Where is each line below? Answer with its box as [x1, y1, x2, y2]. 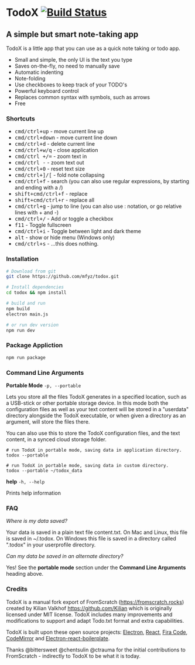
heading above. [6, 570, 44, 577]
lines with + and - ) [14, 209, 59, 216]
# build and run [6, 300, 46, 307]
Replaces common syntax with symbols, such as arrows [14, 94, 150, 100]
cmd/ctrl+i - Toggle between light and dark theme [14, 228, 142, 235]
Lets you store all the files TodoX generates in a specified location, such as [6, 393, 187, 400]
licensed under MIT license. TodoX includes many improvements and [6, 611, 173, 618]
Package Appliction [6, 341, 63, 350]
